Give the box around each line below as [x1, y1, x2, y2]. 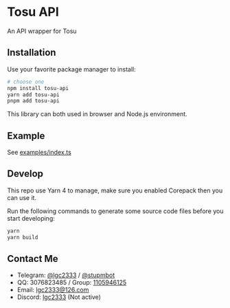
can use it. [7, 193, 36, 201]
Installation [7, 47, 56, 58]
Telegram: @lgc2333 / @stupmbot [16, 271, 115, 279]
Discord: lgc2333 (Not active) [16, 293, 102, 301]
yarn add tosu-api [7, 91, 60, 98]
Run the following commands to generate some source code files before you [7, 207, 224, 215]
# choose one [7, 78, 45, 85]
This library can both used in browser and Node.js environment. [7, 110, 187, 118]
